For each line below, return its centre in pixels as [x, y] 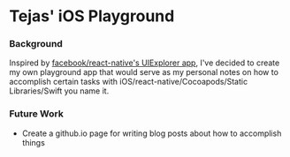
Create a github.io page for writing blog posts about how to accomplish [152, 133]
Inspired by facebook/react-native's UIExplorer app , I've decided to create [145, 63]
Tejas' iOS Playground [92, 16]
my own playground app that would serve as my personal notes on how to [144, 72]
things [34, 142]
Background [36, 44]
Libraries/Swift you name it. [59, 91]
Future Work [36, 114]
